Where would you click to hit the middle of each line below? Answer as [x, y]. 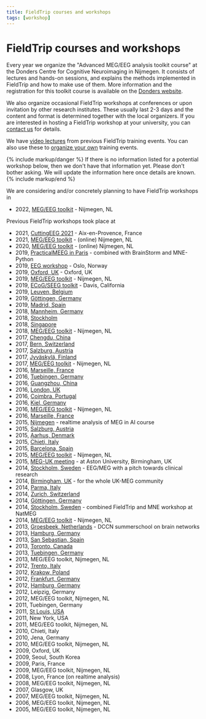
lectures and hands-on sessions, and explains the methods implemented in [101, 78]
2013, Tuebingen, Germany [49, 553]
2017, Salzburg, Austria [44, 351]
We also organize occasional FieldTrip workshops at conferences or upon [99, 103]
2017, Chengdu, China [43, 338]
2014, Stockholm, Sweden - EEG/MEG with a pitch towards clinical [99, 468]
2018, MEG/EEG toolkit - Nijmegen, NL [63, 331]
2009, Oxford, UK [37, 651]
